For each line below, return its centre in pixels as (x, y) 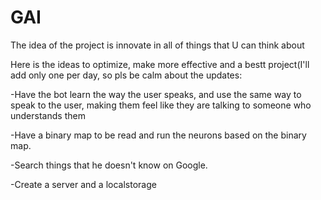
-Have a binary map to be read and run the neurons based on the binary (158, 135)
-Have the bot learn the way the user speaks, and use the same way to (156, 94)
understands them (48, 115)
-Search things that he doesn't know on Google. (109, 165)
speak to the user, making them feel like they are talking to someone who (161, 105)
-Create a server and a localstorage (83, 184)
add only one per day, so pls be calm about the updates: (126, 75)
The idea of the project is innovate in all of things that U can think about (157, 45)
